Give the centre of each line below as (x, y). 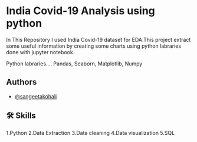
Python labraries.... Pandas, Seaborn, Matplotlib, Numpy (74, 64)
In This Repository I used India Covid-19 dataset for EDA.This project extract (98, 39)
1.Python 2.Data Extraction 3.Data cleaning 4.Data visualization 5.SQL (91, 133)
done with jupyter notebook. (40, 52)
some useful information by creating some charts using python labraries (94, 46)
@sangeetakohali (36, 96)
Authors (22, 82)
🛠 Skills (21, 116)
